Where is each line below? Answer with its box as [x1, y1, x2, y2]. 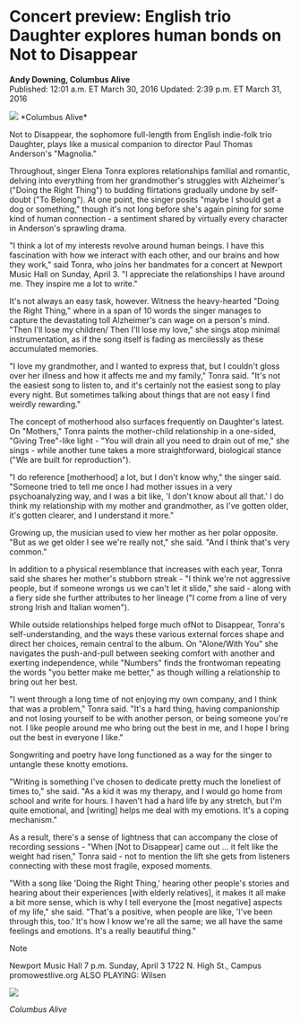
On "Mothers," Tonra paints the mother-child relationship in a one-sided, [9, 425, 276, 436]
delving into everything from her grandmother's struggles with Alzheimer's [9, 175, 285, 186]
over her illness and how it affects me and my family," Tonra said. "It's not [9, 370, 280, 380]
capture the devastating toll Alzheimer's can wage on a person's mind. [9, 314, 270, 325]
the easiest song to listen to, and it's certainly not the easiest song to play [9, 380, 281, 390]
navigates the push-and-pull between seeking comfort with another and [9, 648, 275, 659]
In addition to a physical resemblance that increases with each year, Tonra [9, 563, 284, 574]
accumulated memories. [9, 343, 99, 354]
